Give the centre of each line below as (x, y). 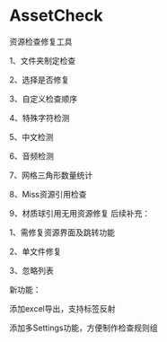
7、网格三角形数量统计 (51, 175)
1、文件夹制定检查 (43, 60)
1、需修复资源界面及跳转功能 (62, 232)
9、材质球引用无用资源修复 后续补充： (80, 213)
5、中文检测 (31, 136)
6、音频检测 (31, 156)
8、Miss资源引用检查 (48, 194)
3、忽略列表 (31, 270)
